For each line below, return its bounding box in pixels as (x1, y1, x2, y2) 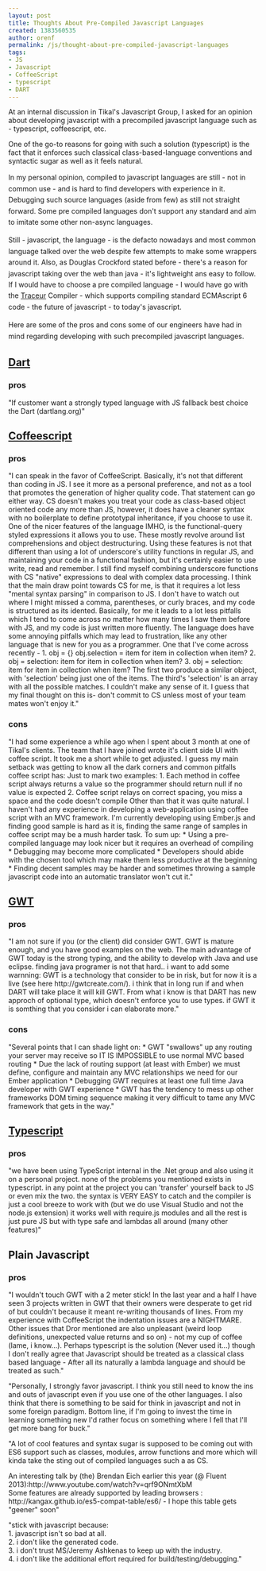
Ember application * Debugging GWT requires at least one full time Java (8, 1075, 245, 1085)
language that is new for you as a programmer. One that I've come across (8, 640, 249, 650)
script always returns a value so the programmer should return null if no (8, 779, 243, 789)
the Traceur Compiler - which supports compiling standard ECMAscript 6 (8, 291, 248, 300)
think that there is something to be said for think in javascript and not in (8, 1399, 241, 1408)
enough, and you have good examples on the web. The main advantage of (8, 945, 252, 955)
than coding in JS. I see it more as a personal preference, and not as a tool (8, 480, 252, 489)
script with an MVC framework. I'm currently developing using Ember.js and (8, 813, 256, 822)
